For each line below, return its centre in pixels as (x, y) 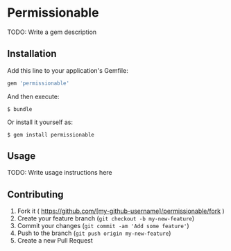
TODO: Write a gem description (52, 32)
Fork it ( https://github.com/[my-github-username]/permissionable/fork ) (121, 211)
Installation (32, 54)
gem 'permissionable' (38, 83)
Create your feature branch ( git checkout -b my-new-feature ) (106, 218)
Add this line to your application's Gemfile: (68, 70)
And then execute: (33, 96)
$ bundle (20, 109)
